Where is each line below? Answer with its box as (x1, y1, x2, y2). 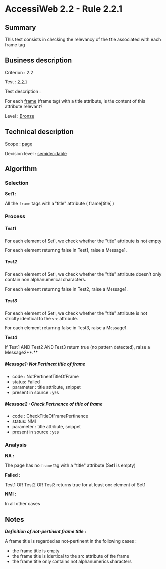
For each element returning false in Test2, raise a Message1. (5, 286, 128, 292)
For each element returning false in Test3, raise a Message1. (5, 325, 128, 331)
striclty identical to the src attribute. (5, 316, 78, 322)
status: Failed (12, 379, 40, 385)
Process (5, 213, 26, 220)
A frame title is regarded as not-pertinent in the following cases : (5, 538, 137, 544)
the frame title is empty (12, 548, 60, 554)
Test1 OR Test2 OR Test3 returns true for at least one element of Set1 (5, 482, 146, 488)
